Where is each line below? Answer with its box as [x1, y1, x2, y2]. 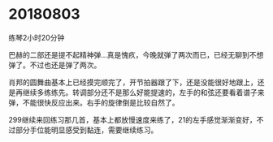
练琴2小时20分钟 [8, 32, 65, 42]
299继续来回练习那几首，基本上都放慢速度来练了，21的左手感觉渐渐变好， [8, 114, 258, 124]
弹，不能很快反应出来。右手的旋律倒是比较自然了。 [8, 97, 180, 107]
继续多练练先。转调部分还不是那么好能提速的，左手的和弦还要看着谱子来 [22, 87, 265, 97]
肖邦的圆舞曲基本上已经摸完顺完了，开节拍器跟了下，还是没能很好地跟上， [8, 77, 258, 87]
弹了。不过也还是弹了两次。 [8, 60, 102, 70]
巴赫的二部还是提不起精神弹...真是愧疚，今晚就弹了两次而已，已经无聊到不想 [8, 49, 264, 59]
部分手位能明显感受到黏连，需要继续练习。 [15, 125, 158, 135]
